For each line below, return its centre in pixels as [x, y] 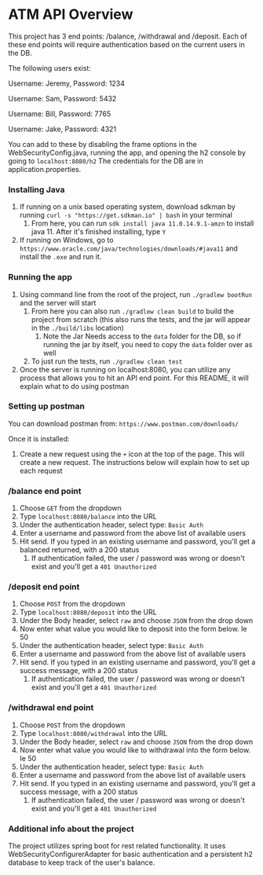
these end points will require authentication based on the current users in [127, 44]
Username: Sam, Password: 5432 [62, 98]
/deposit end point [44, 587]
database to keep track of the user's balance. [82, 862]
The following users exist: [50, 68]
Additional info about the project [71, 829]
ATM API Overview [71, 15]
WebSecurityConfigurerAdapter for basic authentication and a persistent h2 [130, 855]
